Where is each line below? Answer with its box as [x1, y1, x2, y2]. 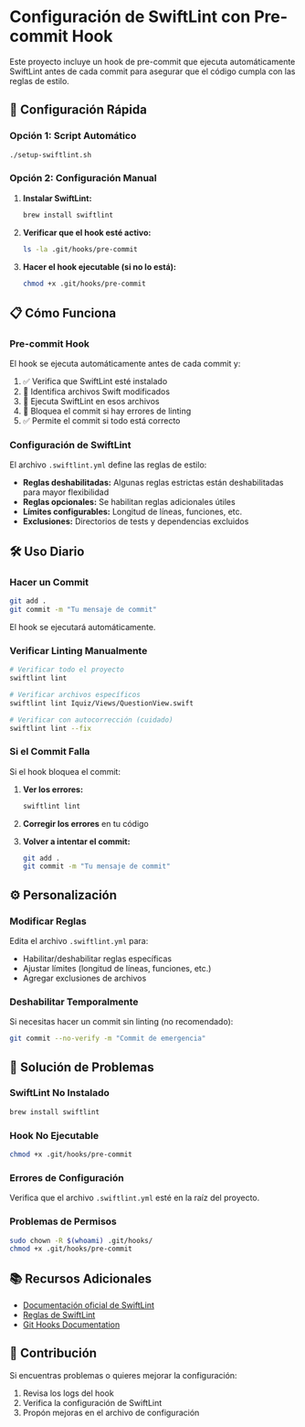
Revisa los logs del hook [22, 1388, 114, 1399]
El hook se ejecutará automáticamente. [9, 621, 156, 632]
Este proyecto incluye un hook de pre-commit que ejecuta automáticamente [9, 56, 296, 67]
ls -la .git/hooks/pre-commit [22, 244, 139, 253]
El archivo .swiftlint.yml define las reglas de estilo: [9, 459, 207, 470]
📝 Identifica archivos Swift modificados [22, 386, 171, 397]
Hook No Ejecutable [9, 1129, 100, 1142]
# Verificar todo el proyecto [9, 665, 125, 674]
